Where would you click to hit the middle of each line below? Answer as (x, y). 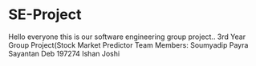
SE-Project (45, 15)
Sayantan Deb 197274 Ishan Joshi (64, 53)
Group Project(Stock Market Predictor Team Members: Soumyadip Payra (128, 45)
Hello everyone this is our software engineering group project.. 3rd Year (127, 37)
